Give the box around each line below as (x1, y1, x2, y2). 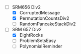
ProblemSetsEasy (19, 38, 56, 44)
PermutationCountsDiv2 (19, 15, 69, 21)
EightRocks (19, 32, 43, 38)
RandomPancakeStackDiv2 (19, 21, 76, 27)
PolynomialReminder (19, 43, 62, 49)
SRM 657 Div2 (12, 27, 42, 33)
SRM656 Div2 (12, 4, 41, 10)
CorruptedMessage (19, 10, 60, 16)
